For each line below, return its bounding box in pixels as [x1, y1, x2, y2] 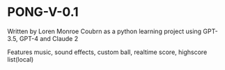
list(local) [7, 55, 34, 63]
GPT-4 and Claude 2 [20, 34, 79, 42]
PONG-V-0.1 [7, 4, 79, 20]
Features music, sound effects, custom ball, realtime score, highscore [7, 48, 208, 56]
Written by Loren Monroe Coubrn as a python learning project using [7, 27, 202, 35]
